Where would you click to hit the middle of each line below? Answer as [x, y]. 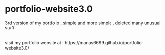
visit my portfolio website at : [35, 42]
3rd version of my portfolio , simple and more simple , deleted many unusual [83, 23]
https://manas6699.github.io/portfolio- [104, 42]
